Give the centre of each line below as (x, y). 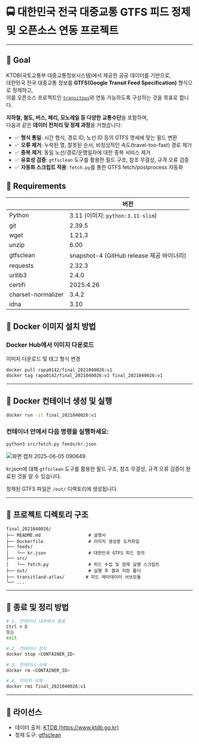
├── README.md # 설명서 (56, 535)
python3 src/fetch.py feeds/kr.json (51, 444)
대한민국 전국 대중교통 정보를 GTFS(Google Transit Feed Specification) (92, 82)
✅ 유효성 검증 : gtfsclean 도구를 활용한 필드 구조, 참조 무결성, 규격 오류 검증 (102, 159)
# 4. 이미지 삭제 (24, 681)
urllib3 (18, 275)
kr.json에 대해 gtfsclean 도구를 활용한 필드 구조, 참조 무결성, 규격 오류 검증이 (95, 468)
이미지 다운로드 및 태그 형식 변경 (44, 359)
